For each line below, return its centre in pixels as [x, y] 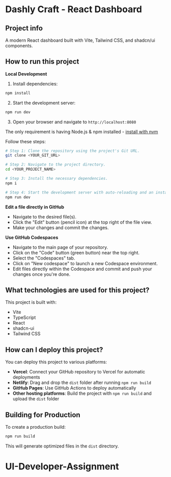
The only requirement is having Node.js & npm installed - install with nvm [82, 132]
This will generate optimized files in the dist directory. [62, 446]
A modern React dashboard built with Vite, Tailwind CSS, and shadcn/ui [80, 40]
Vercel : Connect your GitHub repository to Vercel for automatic [79, 372]
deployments [26, 377]
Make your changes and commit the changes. [61, 228]
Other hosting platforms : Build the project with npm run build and [82, 393]
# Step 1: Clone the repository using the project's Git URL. [73, 151]
